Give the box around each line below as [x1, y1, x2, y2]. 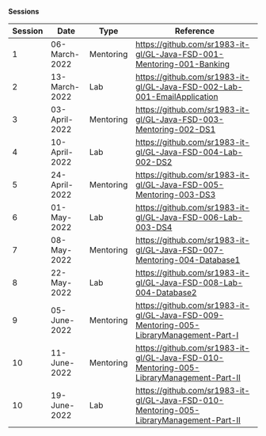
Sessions [8, 7, 40, 16]
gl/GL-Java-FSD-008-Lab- [135, 277, 243, 288]
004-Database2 [135, 287, 197, 298]
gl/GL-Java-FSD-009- [135, 310, 224, 320]
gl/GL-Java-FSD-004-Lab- [135, 146, 243, 157]
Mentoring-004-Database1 [135, 255, 241, 265]
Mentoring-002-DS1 [135, 124, 216, 135]
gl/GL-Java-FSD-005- [135, 180, 224, 190]
